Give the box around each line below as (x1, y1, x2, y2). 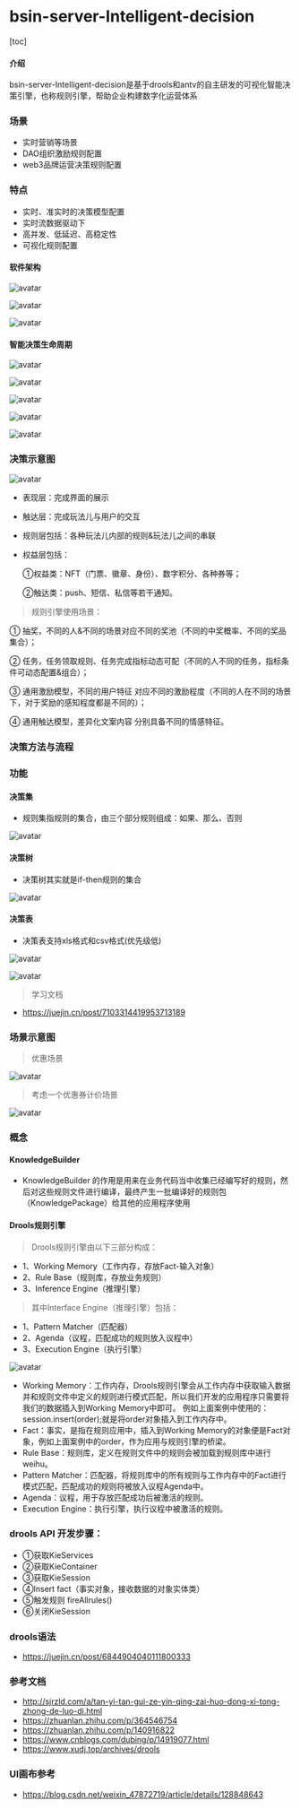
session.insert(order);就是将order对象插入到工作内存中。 (21, 1414, 232, 1424)
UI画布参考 (9, 1768, 56, 1780)
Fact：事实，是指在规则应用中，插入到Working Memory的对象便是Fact (21, 1424, 284, 1435)
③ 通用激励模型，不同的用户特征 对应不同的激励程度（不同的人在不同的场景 (9, 686, 292, 697)
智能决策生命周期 (9, 339, 73, 350)
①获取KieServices (21, 1549, 94, 1561)
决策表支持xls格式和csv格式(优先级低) (21, 935, 162, 946)
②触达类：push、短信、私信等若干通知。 (21, 587, 177, 598)
